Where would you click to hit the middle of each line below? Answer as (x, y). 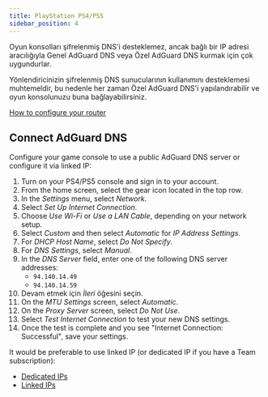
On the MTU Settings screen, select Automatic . (100, 302)
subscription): (32, 361)
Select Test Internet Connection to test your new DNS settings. (125, 319)
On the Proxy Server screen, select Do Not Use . (100, 311)
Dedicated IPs (44, 377)
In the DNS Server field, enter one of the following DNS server (124, 259)
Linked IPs (38, 385)
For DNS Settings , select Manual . (76, 250)
